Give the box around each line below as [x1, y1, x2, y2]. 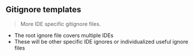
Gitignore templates [5, 5, 81, 15]
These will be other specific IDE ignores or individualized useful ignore [14, 38, 189, 45]
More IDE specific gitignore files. [20, 20, 101, 27]
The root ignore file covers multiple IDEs [14, 32, 114, 39]
